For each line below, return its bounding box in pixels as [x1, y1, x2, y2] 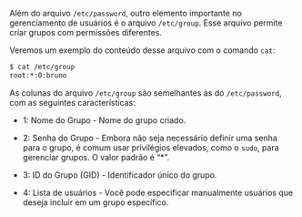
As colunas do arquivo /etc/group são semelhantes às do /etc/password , [9, 87, 282, 98]
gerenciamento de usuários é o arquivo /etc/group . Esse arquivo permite [9, 17, 283, 28]
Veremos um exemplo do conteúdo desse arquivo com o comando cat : [9, 45, 276, 56]
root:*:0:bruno [9, 70, 67, 80]
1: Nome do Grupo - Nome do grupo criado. [22, 114, 186, 126]
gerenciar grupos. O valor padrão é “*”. [22, 151, 170, 162]
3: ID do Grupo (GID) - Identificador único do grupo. [22, 169, 217, 181]
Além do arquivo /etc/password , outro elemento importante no [9, 8, 243, 18]
